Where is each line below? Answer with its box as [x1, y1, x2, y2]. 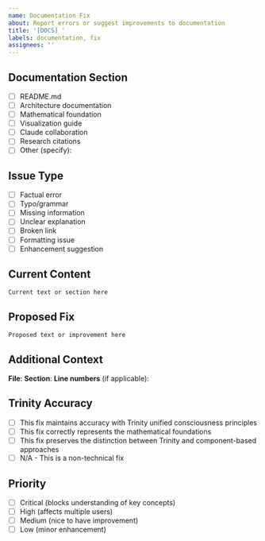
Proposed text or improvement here [8, 331, 126, 339]
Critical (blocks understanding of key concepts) [19, 497, 176, 507]
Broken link [19, 226, 57, 235]
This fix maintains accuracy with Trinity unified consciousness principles [19, 418, 258, 427]
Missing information [19, 208, 85, 218]
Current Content [8, 268, 91, 281]
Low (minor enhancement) [19, 525, 107, 535]
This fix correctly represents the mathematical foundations [19, 427, 212, 436]
